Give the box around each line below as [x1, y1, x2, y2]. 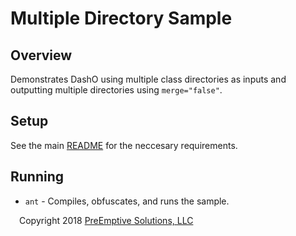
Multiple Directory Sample [10, 7, 233, 30]
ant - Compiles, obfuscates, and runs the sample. [24, 195, 230, 207]
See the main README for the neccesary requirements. [10, 139, 238, 151]
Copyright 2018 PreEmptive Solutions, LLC [19, 214, 194, 226]
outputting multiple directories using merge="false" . [10, 84, 223, 96]
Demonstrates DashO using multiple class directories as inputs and [10, 73, 287, 85]
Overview [10, 47, 73, 64]
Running [10, 168, 65, 186]
